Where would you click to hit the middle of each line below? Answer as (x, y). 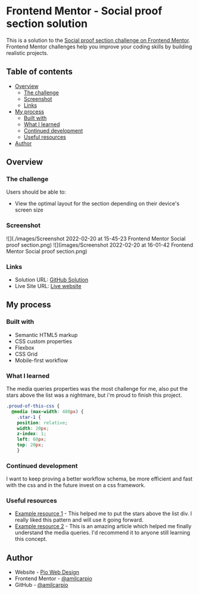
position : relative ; (42, 422)
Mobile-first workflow (41, 360)
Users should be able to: (36, 192)
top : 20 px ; (30, 445)
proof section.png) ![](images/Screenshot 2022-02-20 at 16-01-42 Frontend (100, 245)
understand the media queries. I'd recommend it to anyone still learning (102, 532)
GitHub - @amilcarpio (41, 585)
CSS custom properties (43, 341)
